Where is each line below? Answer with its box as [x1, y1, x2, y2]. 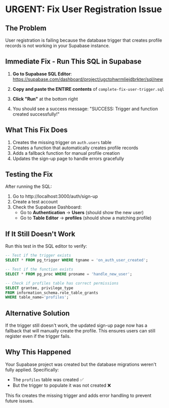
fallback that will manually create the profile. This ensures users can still [5, 328, 156, 334]
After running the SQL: [5, 184, 52, 190]
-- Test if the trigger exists [5, 253, 71, 258]
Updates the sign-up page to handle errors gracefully [12, 155, 124, 161]
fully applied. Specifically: [5, 366, 59, 372]
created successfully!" [12, 111, 60, 117]
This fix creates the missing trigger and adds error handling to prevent [5, 392, 152, 398]
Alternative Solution [5, 309, 70, 318]
